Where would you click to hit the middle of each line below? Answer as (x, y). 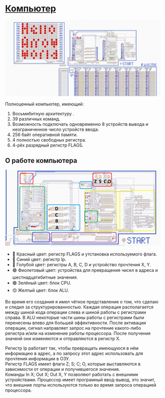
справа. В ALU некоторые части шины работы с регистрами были (75, 317)
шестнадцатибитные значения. (45, 277)
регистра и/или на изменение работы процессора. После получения (78, 333)
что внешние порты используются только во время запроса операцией (81, 385)
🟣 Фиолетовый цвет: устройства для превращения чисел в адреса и (85, 270)
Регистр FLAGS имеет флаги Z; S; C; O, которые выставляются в (73, 364)
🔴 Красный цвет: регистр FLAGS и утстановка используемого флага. (84, 254)
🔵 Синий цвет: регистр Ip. (39, 259)
